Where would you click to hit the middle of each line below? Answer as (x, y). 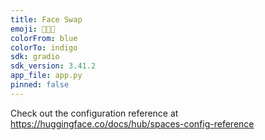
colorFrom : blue (44, 38)
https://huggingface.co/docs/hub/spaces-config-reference (132, 123)
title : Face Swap (46, 19)
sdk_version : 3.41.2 (53, 66)
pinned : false (40, 85)
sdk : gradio (35, 57)
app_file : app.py (46, 76)
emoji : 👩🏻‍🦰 (33, 29)
